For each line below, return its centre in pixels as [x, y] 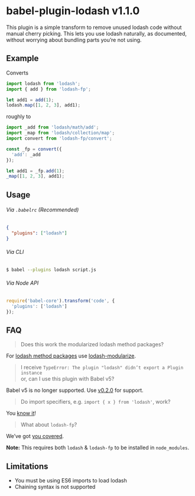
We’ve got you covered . [35, 436]
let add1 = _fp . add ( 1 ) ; [35, 171]
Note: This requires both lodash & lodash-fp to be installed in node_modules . [98, 447]
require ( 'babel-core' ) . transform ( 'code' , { [61, 301]
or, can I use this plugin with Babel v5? [67, 379]
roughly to [19, 117]
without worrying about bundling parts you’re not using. [74, 40]
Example [22, 58]
